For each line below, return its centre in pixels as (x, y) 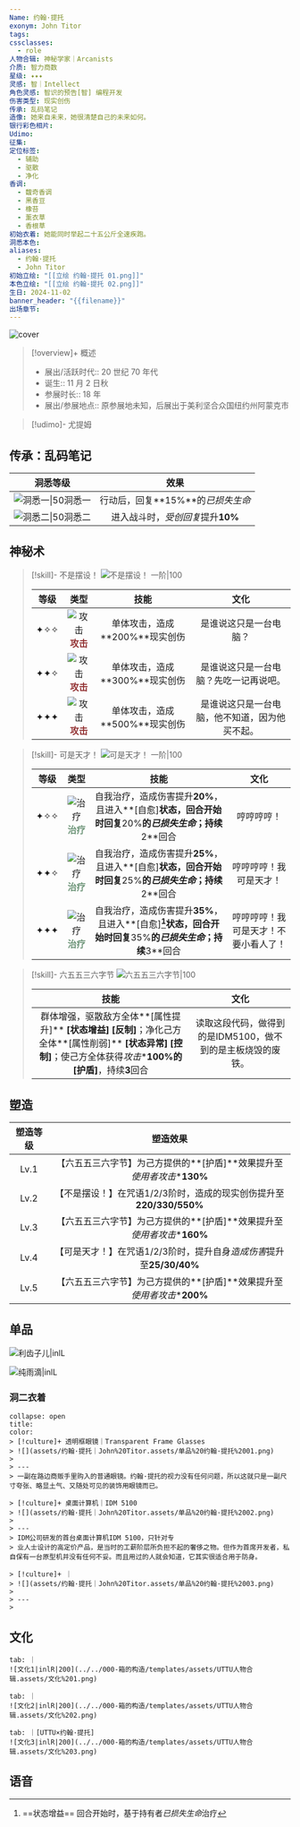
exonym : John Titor (46, 26)
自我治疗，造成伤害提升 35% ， (159, 910)
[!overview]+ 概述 (63, 353)
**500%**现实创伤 (143, 724)
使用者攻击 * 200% (169, 1295)
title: (21, 1425)
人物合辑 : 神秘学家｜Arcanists (61, 59)
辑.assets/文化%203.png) (54, 1752)
